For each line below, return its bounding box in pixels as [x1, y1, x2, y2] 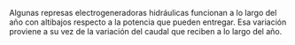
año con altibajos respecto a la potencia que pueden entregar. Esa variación [9, 17, 287, 27]
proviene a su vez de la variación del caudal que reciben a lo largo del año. [9, 26, 283, 36]
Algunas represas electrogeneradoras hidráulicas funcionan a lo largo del [9, 8, 277, 18]
